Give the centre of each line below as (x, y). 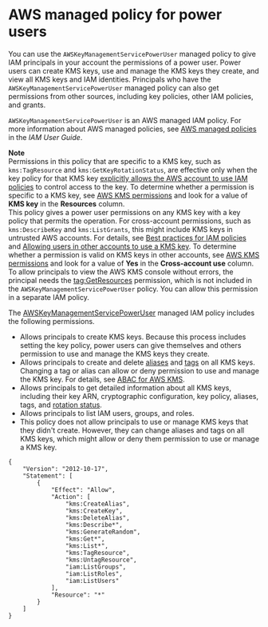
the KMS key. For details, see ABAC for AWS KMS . (102, 379)
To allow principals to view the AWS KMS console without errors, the (121, 272)
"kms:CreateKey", (94, 511)
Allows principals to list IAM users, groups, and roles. (107, 413)
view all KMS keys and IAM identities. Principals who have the (110, 79)
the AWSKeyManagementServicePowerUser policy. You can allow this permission (133, 289)
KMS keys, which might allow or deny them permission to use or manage (140, 438)
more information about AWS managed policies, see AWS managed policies (132, 129)
